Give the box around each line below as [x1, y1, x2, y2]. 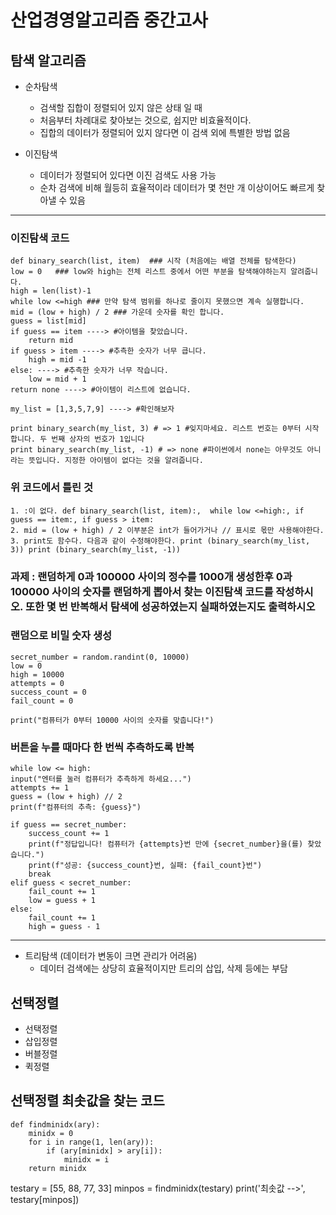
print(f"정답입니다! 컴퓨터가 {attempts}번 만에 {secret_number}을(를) [28, 839, 304, 850]
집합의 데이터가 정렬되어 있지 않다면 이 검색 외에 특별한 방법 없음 [39, 127, 291, 138]
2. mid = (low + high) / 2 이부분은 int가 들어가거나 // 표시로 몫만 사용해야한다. [10, 525, 325, 535]
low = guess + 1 [28, 896, 97, 906]
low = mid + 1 [28, 374, 87, 385]
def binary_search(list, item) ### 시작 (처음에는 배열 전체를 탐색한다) [10, 256, 297, 266]
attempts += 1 [10, 783, 70, 793]
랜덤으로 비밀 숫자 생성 [10, 629, 113, 643]
